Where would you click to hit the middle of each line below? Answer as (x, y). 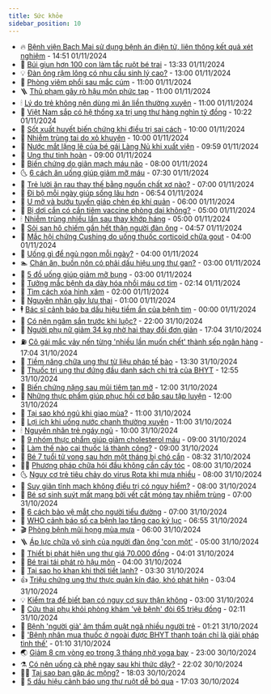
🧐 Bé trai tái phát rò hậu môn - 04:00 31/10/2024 (101, 562)
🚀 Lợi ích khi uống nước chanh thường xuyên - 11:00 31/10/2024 (126, 421)
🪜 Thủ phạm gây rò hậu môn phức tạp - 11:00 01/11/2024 (115, 91)
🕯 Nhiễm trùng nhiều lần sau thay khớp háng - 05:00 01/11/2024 (125, 219)
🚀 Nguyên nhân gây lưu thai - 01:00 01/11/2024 (98, 300)
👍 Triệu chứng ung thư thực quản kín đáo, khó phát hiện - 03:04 (128, 579)
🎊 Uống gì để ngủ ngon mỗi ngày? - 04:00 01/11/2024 (109, 253)
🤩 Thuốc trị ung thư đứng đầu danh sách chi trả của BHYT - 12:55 (129, 370)
